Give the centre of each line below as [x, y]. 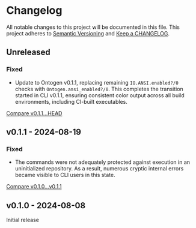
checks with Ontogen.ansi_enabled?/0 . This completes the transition [99, 89]
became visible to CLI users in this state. [65, 175]
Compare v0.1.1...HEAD [34, 113]
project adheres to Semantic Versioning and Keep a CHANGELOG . [88, 33]
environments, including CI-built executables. [71, 101]
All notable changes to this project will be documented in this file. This [93, 27]
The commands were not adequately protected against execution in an [103, 162]
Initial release [23, 220]
